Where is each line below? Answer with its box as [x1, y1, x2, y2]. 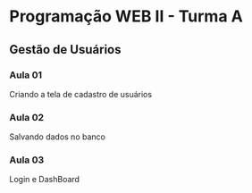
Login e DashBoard [9, 174, 80, 185]
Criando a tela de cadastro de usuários [9, 88, 153, 99]
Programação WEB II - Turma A [9, 6, 243, 27]
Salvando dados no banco [9, 131, 105, 142]
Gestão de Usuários [9, 42, 122, 57]
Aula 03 [9, 154, 45, 166]
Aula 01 [9, 69, 43, 81]
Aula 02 [9, 111, 45, 123]
